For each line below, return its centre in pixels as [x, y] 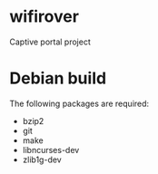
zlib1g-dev [42, 159]
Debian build [58, 78]
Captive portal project [50, 42]
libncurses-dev [51, 150]
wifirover [44, 17]
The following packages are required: [79, 103]
